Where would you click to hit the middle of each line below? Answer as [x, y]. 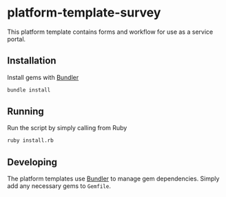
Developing [32, 162]
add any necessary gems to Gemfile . [59, 186]
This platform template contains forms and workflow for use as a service [110, 32]
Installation [32, 61]
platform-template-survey [84, 13]
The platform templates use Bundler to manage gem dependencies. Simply [113, 179]
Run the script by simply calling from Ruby [67, 128]
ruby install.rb [30, 141]
